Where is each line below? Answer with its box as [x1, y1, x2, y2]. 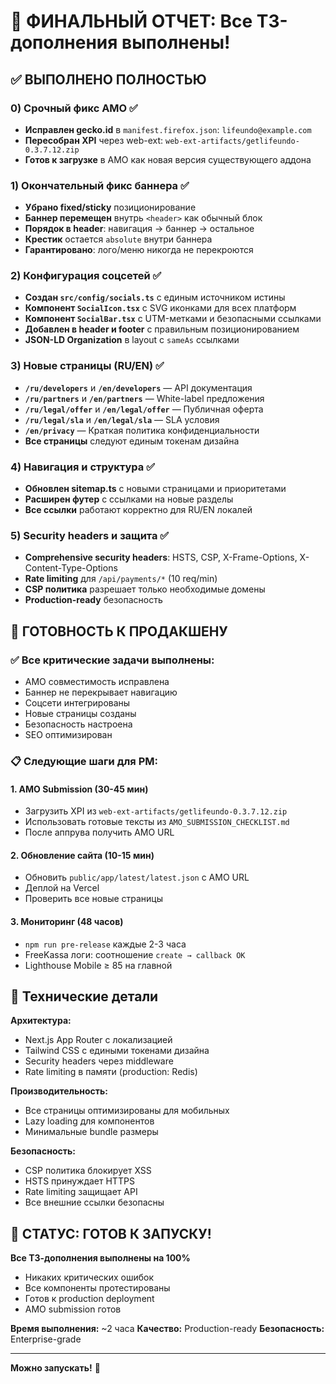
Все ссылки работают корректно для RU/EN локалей [24, 504, 253, 516]
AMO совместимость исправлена [24, 676, 170, 688]
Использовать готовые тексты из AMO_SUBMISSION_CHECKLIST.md [24, 816, 290, 828]
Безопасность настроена [24, 718, 133, 730]
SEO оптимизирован [24, 729, 113, 741]
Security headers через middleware [24, 1055, 174, 1067]
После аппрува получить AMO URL [24, 826, 175, 839]
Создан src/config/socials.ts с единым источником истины [24, 291, 286, 304]
